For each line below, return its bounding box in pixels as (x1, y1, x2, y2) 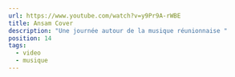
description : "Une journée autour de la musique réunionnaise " (8, 26, 228, 34)
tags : (8, 42, 26, 50)
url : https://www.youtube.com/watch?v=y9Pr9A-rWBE (8, 11, 181, 20)
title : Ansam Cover (8, 19, 74, 27)
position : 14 (8, 34, 52, 43)
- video (15, 49, 42, 57)
